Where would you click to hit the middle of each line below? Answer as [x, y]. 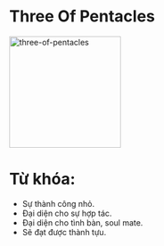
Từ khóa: [42, 179]
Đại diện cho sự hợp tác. [67, 213]
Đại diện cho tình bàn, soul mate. [82, 222]
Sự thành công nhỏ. [58, 203]
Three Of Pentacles [82, 16]
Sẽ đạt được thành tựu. [64, 232]
